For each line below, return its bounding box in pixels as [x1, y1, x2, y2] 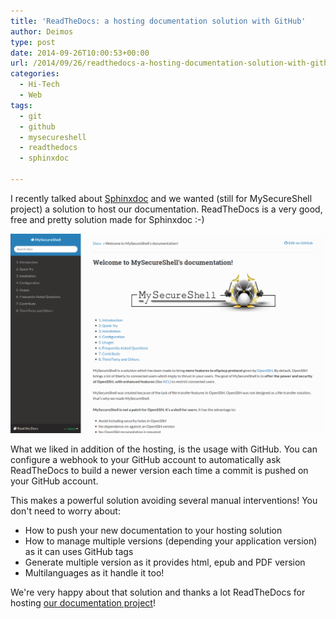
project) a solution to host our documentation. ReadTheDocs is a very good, [10, 203, 323, 215]
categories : [10, 69, 60, 79]
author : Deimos [10, 26, 74, 37]
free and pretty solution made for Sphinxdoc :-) [10, 213, 205, 225]
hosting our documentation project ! [10, 597, 156, 609]
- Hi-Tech [19, 80, 60, 90]
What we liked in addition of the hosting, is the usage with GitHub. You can [10, 443, 318, 455]
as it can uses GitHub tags [24, 546, 134, 558]
